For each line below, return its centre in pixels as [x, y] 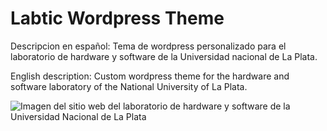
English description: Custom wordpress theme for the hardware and [150, 76]
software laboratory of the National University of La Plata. [129, 86]
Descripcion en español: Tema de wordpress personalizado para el [148, 46]
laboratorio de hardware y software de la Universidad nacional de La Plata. [164, 56]
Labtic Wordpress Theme [117, 18]
